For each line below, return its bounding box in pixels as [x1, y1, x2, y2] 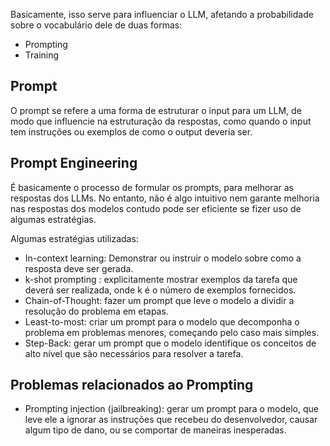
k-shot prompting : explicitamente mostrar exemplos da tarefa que [24, 273, 298, 285]
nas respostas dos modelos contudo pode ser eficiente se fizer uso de [10, 202, 302, 214]
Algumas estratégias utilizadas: [10, 232, 139, 244]
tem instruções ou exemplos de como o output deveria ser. [10, 125, 253, 138]
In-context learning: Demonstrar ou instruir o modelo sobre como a [24, 252, 302, 264]
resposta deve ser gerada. [24, 262, 134, 274]
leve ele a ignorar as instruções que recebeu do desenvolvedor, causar [24, 414, 318, 426]
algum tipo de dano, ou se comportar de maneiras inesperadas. [24, 424, 287, 436]
